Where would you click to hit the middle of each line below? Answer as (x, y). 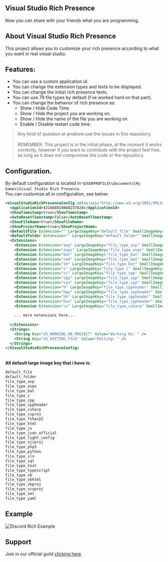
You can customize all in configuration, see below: (57, 194)
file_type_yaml (21, 498)
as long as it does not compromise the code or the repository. (81, 155)
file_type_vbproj (23, 485)
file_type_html (21, 424)
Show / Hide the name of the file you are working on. (74, 119)
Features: (20, 70)
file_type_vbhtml (23, 480)
